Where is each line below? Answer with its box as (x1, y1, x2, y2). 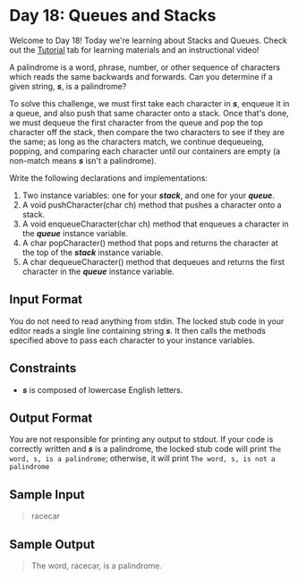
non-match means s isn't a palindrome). (9, 155, 157, 166)
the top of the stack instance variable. (21, 247, 164, 258)
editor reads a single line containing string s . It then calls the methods (9, 325, 267, 336)
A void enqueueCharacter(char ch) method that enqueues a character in (21, 218, 289, 229)
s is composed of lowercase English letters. (21, 384, 183, 395)
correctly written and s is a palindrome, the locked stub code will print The (9, 444, 282, 455)
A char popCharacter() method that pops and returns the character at (21, 237, 279, 248)
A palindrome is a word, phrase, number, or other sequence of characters (9, 62, 280, 72)
